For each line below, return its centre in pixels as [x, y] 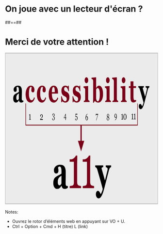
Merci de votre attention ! [57, 42]
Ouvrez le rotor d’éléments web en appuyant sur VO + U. [68, 221]
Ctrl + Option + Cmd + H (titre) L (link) [50, 226]
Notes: [12, 212]
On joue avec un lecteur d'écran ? [74, 9]
